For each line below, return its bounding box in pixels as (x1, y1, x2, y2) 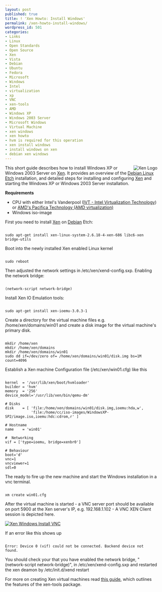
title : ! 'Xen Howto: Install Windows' (5, 16, 86, 21)
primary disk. (5, 327, 31, 333)
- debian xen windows (5, 152, 49, 156)
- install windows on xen (5, 147, 57, 152)
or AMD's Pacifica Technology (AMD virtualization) (12, 204, 114, 210)
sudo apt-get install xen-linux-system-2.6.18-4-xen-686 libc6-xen (5, 233, 144, 237)
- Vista (5, 57, 21, 62)
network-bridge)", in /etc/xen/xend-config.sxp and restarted (37, 561, 157, 567)
